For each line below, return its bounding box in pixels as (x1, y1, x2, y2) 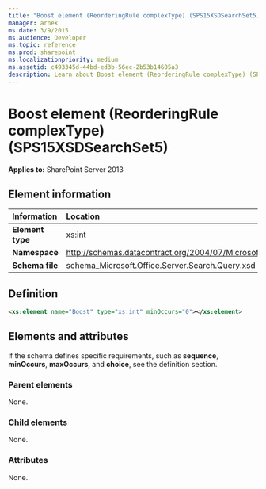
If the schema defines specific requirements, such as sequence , (8, 350, 219, 361)
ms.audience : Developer (8, 33, 87, 42)
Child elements (8, 417, 68, 428)
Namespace (12, 247, 59, 258)
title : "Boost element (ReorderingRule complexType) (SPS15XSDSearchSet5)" (8, 11, 264, 20)
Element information (8, 187, 112, 201)
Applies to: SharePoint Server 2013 (8, 164, 124, 174)
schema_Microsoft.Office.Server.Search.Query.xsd (66, 260, 256, 271)
